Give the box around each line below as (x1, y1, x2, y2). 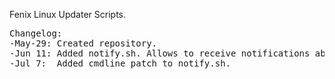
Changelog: (9, 28, 63, 39)
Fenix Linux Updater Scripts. (9, 9, 127, 20)
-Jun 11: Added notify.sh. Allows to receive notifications (9, 48, 311, 59)
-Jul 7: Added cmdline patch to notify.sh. (9, 58, 232, 69)
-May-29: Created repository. (9, 38, 158, 49)
